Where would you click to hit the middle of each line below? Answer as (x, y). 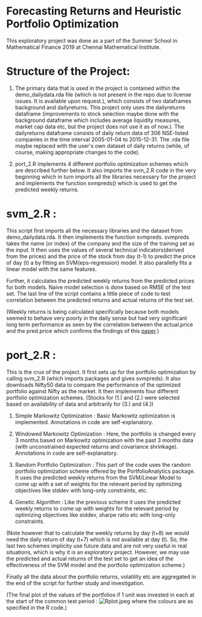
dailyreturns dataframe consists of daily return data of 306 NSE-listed (102, 133)
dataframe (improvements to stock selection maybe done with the (97, 113)
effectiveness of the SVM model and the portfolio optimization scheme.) (96, 565)
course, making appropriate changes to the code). (77, 152)
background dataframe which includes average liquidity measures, (98, 120)
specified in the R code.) (37, 607)
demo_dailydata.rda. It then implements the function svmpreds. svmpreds (98, 237)
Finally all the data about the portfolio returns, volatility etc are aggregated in (101, 577)
